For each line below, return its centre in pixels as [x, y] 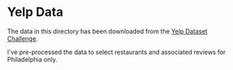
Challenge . [23, 38]
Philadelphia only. [32, 59]
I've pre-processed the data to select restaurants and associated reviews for [116, 52]
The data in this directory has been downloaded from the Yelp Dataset [107, 31]
